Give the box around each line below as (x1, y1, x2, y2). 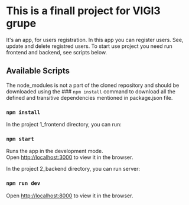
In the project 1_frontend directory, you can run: (6, 121, 122, 128)
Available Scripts (6, 66, 70, 76)
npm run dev (6, 180, 41, 187)
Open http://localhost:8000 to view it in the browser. (6, 192, 133, 199)
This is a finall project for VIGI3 (6, 4, 161, 18)
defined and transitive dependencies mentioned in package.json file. (6, 94, 173, 101)
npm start (6, 135, 34, 142)
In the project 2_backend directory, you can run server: (6, 165, 141, 173)
